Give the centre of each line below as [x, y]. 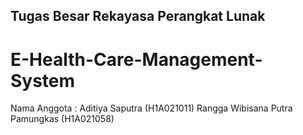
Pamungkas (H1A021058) [62, 119]
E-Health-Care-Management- [136, 59]
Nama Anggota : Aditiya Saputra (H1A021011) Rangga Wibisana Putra [151, 108]
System [43, 80]
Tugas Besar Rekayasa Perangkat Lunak [138, 16]
